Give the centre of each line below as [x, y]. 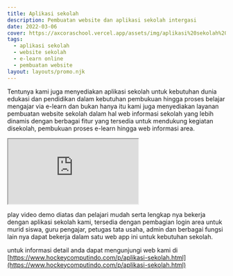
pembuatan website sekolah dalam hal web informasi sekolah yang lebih [110, 113]
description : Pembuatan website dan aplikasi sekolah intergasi [102, 20]
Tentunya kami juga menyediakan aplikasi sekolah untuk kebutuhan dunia [112, 92]
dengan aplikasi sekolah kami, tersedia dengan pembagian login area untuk [115, 222]
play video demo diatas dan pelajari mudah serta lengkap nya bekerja [106, 214]
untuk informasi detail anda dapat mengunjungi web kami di [93, 250]
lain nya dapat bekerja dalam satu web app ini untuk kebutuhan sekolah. [110, 236]
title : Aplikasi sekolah [43, 14]
